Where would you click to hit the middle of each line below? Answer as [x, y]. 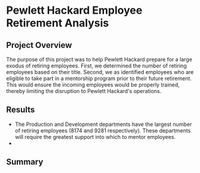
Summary [25, 162]
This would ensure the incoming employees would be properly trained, [93, 85]
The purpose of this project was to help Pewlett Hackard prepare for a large [99, 59]
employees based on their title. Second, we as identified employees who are [100, 72]
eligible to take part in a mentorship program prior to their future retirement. [99, 78]
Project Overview [39, 45]
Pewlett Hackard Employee [74, 10]
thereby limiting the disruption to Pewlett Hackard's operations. [84, 91]
